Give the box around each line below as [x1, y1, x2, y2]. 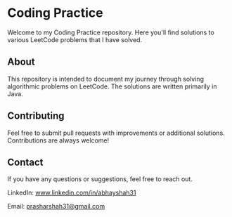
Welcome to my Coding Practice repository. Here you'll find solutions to [7, 28, 214, 37]
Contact [7, 156, 44, 168]
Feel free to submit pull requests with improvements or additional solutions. [7, 129, 225, 137]
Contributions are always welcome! [7, 136, 110, 145]
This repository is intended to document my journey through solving [7, 74, 204, 83]
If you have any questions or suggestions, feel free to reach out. [7, 175, 193, 183]
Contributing [7, 110, 65, 122]
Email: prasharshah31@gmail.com [7, 202, 105, 211]
